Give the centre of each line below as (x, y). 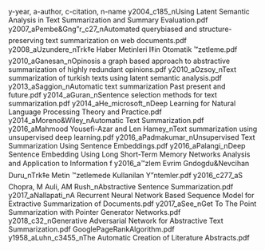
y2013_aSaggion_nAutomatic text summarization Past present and (117, 86)
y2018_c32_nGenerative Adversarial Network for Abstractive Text (116, 220)
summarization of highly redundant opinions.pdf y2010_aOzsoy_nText (123, 69)
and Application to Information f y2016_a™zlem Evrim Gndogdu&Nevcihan (129, 163)
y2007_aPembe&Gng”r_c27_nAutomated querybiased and (103, 29)
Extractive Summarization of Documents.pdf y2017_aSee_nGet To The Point (132, 204)
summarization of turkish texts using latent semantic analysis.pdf (115, 78)
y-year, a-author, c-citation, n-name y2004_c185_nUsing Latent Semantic (129, 12)
